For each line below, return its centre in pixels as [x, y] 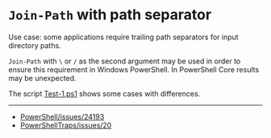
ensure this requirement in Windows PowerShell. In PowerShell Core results [134, 69]
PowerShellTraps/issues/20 [66, 125]
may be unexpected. [42, 78]
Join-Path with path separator [110, 15]
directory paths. [35, 45]
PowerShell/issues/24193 [62, 116]
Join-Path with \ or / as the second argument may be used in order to [125, 61]
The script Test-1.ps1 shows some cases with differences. [104, 93]
